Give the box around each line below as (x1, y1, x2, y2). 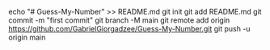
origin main (8, 32, 46, 42)
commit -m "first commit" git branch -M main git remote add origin (8, 15, 230, 25)
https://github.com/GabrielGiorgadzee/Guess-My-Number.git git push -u (8, 24, 251, 33)
